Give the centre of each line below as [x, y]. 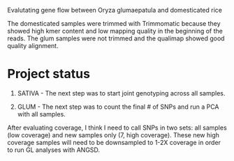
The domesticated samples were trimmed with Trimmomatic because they [114, 23]
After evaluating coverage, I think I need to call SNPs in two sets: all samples [117, 128]
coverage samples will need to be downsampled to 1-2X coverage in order [114, 142]
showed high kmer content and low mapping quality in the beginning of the [115, 31]
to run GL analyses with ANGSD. [53, 150]
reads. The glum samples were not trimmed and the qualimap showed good [116, 38]
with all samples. [42, 114]
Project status [49, 74]
